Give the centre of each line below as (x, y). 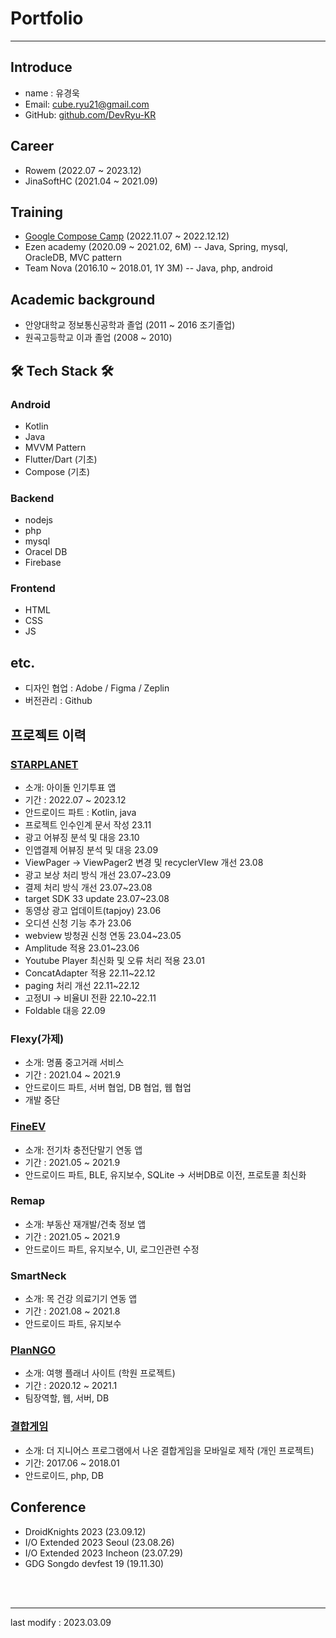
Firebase (43, 563)
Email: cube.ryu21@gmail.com (87, 104)
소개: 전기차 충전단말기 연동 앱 (83, 1149)
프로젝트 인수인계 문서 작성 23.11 (88, 824)
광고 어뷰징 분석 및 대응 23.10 (82, 837)
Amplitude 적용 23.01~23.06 (82, 948)
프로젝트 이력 (48, 735)
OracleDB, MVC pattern (73, 258)
